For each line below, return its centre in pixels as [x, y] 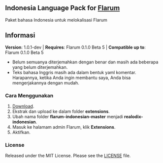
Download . [23, 106]
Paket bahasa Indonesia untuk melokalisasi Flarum [56, 20]
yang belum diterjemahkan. [40, 67]
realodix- [133, 116]
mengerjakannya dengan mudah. [46, 82]
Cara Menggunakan [29, 95]
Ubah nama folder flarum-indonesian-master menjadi [67, 116]
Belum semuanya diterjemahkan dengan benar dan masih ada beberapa [85, 62]
